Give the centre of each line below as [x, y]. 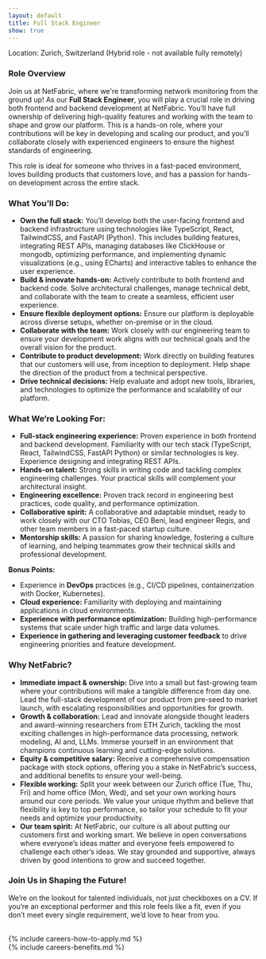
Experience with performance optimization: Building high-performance [138, 619]
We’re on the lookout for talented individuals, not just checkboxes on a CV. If [133, 898]
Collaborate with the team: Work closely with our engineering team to [135, 330]
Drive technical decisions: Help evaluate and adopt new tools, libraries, [137, 381]
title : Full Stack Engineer [55, 23]
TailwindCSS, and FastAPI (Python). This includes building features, [130, 237]
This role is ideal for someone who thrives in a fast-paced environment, [125, 166]
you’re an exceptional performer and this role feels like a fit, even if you [125, 906]
